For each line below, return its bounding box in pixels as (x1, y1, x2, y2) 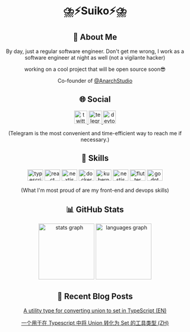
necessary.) (80, 136, 110, 143)
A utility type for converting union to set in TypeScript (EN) (23, 307, 167, 314)
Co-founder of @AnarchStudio (57, 77, 133, 84)
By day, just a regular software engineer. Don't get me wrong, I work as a (6, 48, 184, 55)
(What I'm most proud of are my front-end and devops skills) (21, 187, 169, 194)
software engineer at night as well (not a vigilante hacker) (24, 54, 166, 61)
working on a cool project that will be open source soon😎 (24, 66, 166, 73)
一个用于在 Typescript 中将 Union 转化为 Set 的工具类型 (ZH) (21, 319, 169, 327)
